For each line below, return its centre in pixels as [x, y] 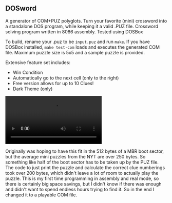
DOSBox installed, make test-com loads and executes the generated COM [83, 47]
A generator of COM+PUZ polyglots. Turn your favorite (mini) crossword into [86, 21]
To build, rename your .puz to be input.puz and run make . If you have [78, 42]
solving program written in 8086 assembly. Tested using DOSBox [74, 32]
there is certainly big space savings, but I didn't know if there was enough [83, 184]
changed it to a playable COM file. [41, 195]
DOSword [21, 8]
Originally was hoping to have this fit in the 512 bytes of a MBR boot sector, [85, 151]
